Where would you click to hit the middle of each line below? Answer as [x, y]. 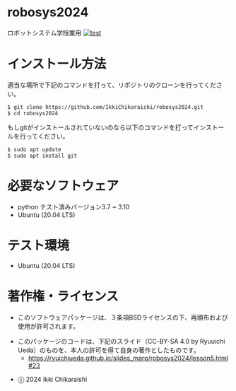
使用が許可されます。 [48, 326]
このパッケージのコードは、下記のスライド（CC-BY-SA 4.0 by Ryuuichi [121, 341]
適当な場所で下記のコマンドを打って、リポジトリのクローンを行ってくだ [112, 85]
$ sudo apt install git [42, 156]
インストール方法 [57, 64]
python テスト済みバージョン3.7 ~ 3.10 [73, 206]
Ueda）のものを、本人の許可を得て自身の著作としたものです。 [108, 350]
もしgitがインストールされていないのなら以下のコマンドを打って [101, 127]
